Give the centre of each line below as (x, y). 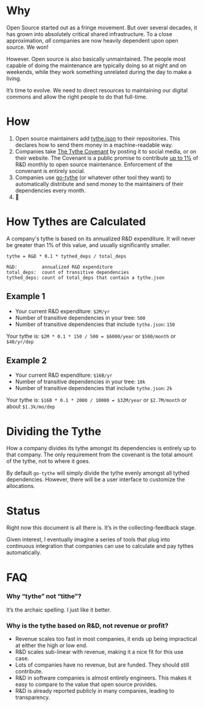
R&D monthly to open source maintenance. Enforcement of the (93, 164)
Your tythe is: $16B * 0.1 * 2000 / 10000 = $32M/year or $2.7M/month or (97, 400)
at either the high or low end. (51, 645)
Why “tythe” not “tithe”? (44, 596)
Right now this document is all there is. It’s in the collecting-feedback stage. (101, 528)
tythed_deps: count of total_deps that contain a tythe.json (86, 278)
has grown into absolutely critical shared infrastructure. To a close (89, 34)
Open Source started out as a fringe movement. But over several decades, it (102, 28)
